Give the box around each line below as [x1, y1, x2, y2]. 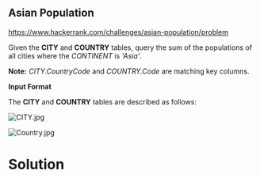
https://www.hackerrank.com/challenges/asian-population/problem [8, 27, 228, 36]
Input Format [8, 81, 52, 91]
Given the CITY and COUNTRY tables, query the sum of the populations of [8, 43, 252, 52]
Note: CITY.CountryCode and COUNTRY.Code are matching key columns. [8, 66, 250, 76]
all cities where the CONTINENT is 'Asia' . [8, 51, 143, 60]
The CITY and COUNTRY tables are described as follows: [8, 97, 197, 106]
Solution [8, 156, 65, 173]
